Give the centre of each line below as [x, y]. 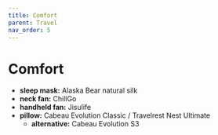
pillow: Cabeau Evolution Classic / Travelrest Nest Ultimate [114, 115]
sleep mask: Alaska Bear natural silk [78, 90]
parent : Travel [33, 23]
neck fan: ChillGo [48, 99]
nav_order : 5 [29, 30]
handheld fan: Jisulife [55, 108]
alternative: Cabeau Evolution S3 [85, 124]
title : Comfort [33, 15]
